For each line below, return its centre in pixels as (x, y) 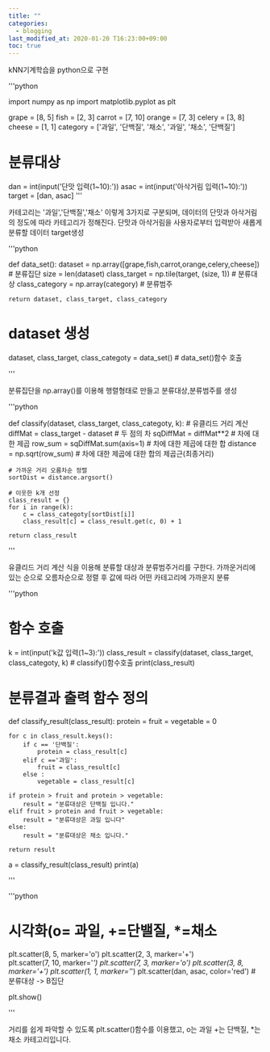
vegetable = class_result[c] (86, 781)
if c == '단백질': (51, 744)
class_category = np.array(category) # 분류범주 (95, 284)
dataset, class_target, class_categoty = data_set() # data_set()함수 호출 (125, 358)
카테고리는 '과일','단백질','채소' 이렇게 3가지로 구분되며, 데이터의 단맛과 (119, 213)
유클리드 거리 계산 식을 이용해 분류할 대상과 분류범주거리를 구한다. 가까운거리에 (132, 567)
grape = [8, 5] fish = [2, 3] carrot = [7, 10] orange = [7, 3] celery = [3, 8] (127, 117)
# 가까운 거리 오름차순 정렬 (48, 470)
